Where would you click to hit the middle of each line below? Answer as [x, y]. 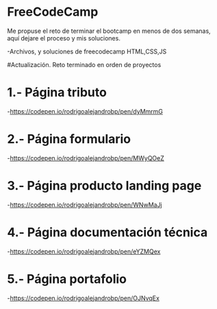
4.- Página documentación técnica [107, 232]
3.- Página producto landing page [104, 186]
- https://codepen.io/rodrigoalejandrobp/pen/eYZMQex [84, 251]
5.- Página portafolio [67, 279]
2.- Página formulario [69, 139]
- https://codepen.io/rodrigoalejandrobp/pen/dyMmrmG [85, 111]
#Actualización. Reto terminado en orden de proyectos [84, 64]
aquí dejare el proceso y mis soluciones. [64, 38]
